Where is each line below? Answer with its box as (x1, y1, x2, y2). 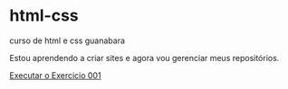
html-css (9, 5, 79, 26)
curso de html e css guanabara (9, 35, 125, 46)
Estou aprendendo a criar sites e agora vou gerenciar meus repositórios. (9, 52, 280, 63)
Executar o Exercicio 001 (9, 69, 101, 81)
